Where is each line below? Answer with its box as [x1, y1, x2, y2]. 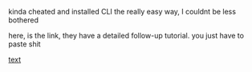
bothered [8, 15, 39, 25]
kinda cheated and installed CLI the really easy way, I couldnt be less [8, 7, 237, 16]
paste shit [8, 39, 42, 49]
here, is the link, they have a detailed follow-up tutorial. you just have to [8, 31, 245, 40]
